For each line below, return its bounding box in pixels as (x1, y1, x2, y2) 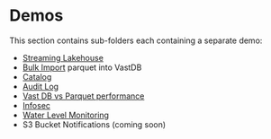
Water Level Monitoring (22, 109, 110, 120)
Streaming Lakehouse (22, 52, 104, 63)
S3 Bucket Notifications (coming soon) (22, 118, 167, 130)
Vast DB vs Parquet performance (22, 91, 145, 101)
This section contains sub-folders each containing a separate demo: (9, 35, 263, 46)
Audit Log (22, 81, 59, 91)
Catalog (22, 71, 52, 82)
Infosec (22, 100, 51, 110)
